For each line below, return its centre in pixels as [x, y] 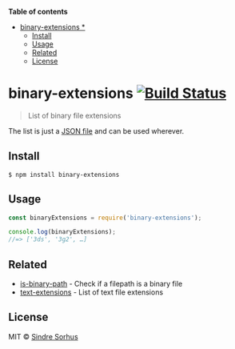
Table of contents [38, 12]
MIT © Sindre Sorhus [43, 336]
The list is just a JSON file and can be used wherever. [96, 130]
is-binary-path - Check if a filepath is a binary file [101, 284]
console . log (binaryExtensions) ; [62, 232]
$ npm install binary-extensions [64, 174]
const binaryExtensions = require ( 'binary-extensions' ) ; [105, 218]
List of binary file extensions [74, 115]
